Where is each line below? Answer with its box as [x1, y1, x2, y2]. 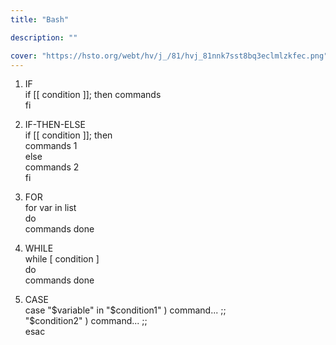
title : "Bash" [10, 14, 70, 25]
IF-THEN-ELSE [24, 119, 86, 131]
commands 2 [24, 161, 80, 173]
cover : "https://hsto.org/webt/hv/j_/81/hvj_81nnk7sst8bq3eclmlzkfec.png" [10, 51, 329, 61]
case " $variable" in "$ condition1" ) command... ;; [24, 304, 227, 316]
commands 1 [24, 140, 78, 152]
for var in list [24, 202, 77, 214]
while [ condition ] [24, 253, 100, 265]
